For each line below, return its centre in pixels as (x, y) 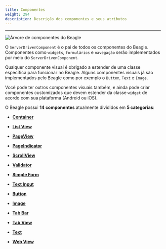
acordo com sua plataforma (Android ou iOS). (51, 98)
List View (22, 127)
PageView (23, 136)
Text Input (23, 184)
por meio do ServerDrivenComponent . (42, 58)
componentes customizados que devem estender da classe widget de (76, 93)
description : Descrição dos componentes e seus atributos (66, 19)
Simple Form (25, 175)
